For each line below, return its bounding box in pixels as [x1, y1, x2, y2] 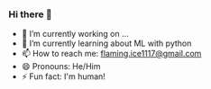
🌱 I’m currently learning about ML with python [21, 38, 192, 49]
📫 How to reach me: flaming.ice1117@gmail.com [21, 49, 202, 59]
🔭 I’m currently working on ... [21, 29, 129, 40]
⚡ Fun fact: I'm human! [21, 71, 105, 82]
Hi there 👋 [8, 8, 53, 21]
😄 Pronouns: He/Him [21, 61, 101, 72]
